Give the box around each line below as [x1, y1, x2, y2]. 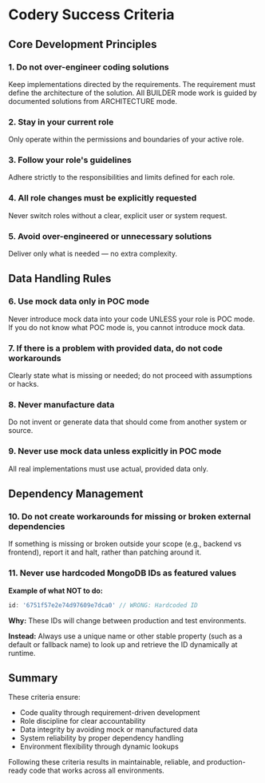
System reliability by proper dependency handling [19, 733, 184, 743]
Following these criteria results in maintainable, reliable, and [8, 757, 205, 767]
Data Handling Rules [8, 272, 112, 285]
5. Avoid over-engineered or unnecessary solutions [8, 230, 212, 241]
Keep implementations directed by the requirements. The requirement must [8, 79, 255, 89]
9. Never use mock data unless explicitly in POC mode [8, 446, 222, 457]
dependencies [8, 521, 65, 532]
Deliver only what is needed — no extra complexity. [8, 249, 178, 259]
